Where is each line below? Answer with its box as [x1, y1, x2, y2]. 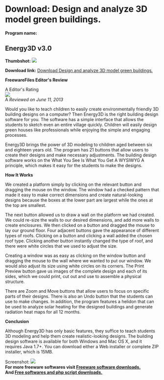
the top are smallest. [5, 202, 47, 208]
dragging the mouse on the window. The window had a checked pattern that [5, 186, 159, 192]
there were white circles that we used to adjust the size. [5, 243, 117, 249]
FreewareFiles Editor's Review [5, 77, 68, 83]
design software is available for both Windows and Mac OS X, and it [5, 338, 142, 344]
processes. [5, 132, 28, 138]
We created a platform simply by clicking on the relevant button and [5, 181, 142, 187]
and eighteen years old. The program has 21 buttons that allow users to [5, 147, 149, 152]
